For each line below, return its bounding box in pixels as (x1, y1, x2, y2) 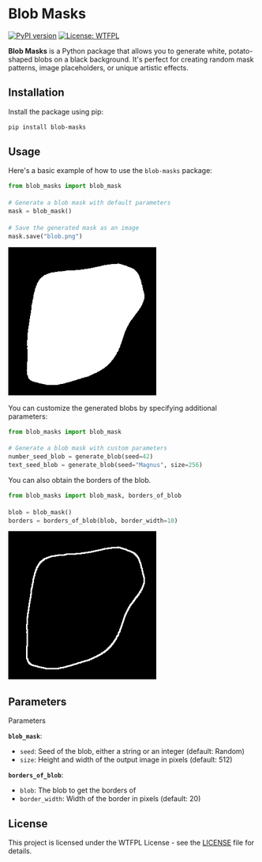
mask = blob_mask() (8, 207, 73, 216)
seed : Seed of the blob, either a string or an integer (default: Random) (19, 747, 245, 756)
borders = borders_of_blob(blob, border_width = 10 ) (8, 517, 178, 525)
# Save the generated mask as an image (8, 224, 140, 231)
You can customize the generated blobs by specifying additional (8, 403, 217, 412)
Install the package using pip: (8, 107, 104, 116)
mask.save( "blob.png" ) (8, 232, 83, 240)
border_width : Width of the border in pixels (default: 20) (19, 794, 201, 804)
